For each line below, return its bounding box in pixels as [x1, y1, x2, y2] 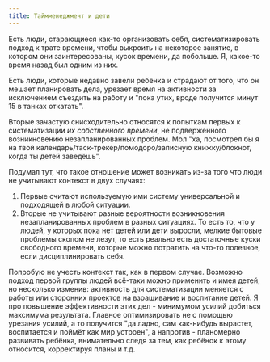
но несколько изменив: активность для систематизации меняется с [8, 284, 244, 293]
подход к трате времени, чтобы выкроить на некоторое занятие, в [8, 42, 239, 53]
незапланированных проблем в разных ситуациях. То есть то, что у [19, 217, 255, 226]
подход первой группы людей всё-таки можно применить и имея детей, [8, 276, 260, 285]
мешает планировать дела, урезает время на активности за [8, 84, 217, 94]
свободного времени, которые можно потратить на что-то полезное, [19, 242, 261, 252]
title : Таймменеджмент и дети [8, 11, 111, 20]
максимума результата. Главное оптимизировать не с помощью [8, 309, 233, 319]
